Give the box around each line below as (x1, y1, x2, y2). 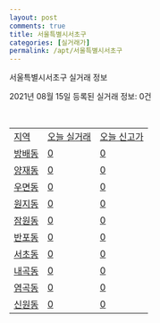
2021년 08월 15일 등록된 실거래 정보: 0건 (9, 91, 152, 102)
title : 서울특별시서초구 (9, 30, 87, 38)
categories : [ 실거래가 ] (9, 38, 91, 47)
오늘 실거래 (47, 131, 92, 143)
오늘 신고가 (99, 131, 144, 143)
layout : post (9, 13, 58, 22)
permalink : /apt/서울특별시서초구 (9, 47, 123, 55)
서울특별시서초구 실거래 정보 (9, 72, 108, 83)
